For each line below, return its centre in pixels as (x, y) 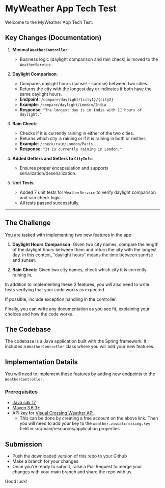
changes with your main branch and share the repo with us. (72, 472)
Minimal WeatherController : (40, 49)
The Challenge (28, 223)
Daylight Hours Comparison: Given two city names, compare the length (85, 244)
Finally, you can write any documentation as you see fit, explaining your (77, 309)
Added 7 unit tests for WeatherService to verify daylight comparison (88, 192)
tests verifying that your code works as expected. (55, 289)
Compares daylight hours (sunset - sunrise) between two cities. (84, 83)
